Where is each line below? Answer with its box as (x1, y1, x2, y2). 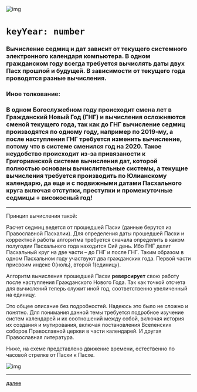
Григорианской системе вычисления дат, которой (6, 157, 158, 165)
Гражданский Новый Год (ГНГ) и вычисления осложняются (6, 113, 186, 121)
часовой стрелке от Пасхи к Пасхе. (6, 352, 95, 359)
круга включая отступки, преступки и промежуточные (6, 186, 173, 194)
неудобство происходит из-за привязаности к (6, 150, 146, 158)
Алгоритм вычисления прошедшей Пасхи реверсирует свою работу (6, 273, 179, 280)
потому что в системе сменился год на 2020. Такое (6, 142, 162, 150)
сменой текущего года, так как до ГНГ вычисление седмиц (6, 120, 186, 129)
